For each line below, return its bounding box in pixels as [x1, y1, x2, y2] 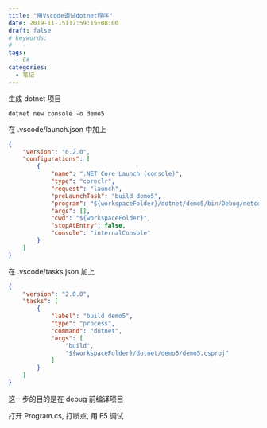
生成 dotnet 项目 [8, 93, 62, 103]
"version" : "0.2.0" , [22, 148, 91, 156]
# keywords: [8, 33, 48, 42]
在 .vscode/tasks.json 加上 [8, 267, 95, 276]
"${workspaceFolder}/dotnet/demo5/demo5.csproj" [64, 349, 229, 357]
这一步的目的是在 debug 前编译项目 [8, 394, 125, 403]
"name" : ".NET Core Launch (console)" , [50, 170, 183, 178]
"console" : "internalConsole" [50, 229, 151, 237]
